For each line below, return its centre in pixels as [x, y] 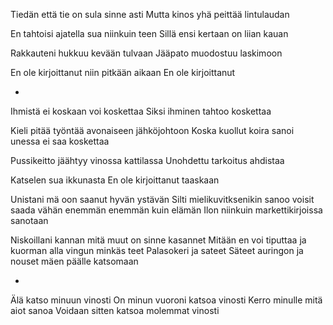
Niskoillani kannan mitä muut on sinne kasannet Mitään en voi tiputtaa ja [158, 240]
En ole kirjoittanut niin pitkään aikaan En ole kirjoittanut [123, 72]
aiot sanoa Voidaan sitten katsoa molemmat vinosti [115, 310]
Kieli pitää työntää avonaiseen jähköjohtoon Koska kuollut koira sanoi [152, 130]
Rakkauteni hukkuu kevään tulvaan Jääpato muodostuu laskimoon [146, 53]
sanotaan [29, 220]
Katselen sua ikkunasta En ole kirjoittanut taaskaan [115, 180]
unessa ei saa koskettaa [60, 141]
